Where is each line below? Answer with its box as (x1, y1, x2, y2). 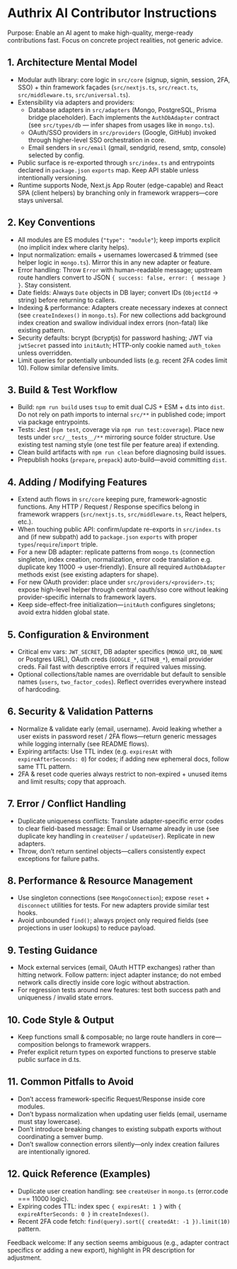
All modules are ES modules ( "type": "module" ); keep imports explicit (17, 235, 221, 244)
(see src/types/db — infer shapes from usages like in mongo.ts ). (28, 121, 215, 129)
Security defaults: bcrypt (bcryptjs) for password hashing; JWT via (17, 333, 214, 342)
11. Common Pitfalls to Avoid (7, 1076, 134, 1088)
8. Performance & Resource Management (7, 875, 193, 887)
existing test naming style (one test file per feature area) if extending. (17, 440, 219, 449)
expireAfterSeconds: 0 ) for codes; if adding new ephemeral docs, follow (17, 754, 230, 763)
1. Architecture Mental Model (7, 57, 138, 69)
